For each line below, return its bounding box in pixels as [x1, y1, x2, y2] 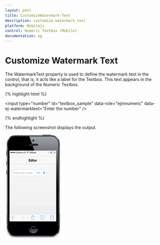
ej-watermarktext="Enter [5, 105, 55, 112]
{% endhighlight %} [5, 115, 45, 121]
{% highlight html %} [5, 91, 47, 97]
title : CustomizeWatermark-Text [5, 13, 71, 18]
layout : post [5, 8, 32, 13]
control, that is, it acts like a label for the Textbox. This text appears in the [5, 76, 152, 82]
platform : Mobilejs [5, 23, 45, 28]
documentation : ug [5, 34, 42, 38]
